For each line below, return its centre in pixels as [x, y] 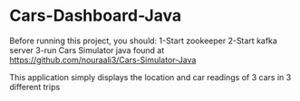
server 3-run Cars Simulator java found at [87, 50]
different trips [35, 87]
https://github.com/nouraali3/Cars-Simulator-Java [103, 60]
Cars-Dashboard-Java [96, 16]
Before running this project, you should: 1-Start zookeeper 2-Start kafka [144, 41]
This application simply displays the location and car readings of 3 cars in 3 [150, 77]
